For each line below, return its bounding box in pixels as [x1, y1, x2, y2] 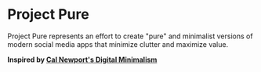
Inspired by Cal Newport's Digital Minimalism [7, 55, 158, 64]
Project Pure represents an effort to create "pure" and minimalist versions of [7, 31, 253, 41]
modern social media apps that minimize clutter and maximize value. [7, 39, 229, 49]
